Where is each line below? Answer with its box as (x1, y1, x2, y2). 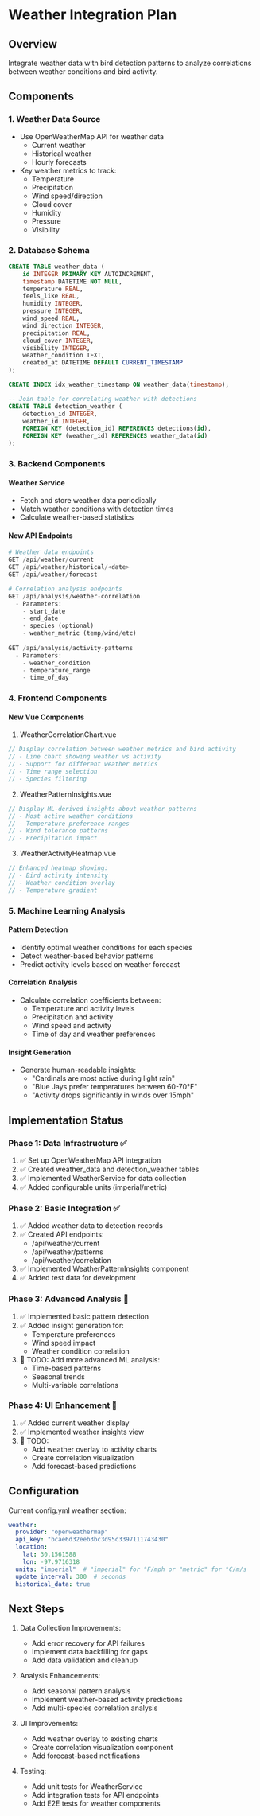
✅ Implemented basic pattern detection (19, 1311, 149, 1321)
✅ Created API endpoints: (19, 1230, 104, 1239)
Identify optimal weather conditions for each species (19, 942, 192, 952)
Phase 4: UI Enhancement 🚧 (8, 1400, 118, 1411)
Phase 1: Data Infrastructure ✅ (8, 1137, 127, 1148)
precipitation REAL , (22, 329, 91, 337)
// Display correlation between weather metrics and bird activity (8, 746, 237, 754)
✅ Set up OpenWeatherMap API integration (19, 1155, 161, 1165)
